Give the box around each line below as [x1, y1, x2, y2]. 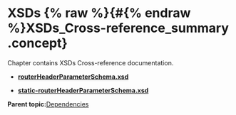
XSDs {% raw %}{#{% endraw [7, 5, 191, 21]
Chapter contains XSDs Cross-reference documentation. [7, 58, 174, 67]
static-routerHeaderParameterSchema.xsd [17, 86, 149, 94]
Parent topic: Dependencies [7, 99, 89, 108]
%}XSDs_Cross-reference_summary [7, 20, 230, 36]
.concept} [7, 35, 68, 51]
